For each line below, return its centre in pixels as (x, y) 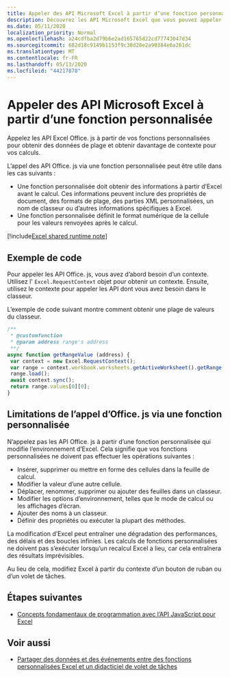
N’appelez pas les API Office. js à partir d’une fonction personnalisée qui (109, 441)
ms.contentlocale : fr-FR (42, 58)
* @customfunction (36, 336)
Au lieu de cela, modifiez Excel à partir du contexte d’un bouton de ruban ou (114, 569)
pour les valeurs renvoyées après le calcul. (77, 223)
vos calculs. (24, 153)
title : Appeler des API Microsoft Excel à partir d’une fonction (102, 13)
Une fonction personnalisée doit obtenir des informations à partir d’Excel (119, 186)
